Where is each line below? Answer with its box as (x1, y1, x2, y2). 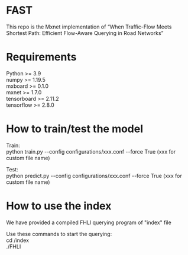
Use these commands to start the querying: (6, 230, 112, 237)
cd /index (6, 237, 30, 244)
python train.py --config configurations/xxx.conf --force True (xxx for (6, 148, 176, 155)
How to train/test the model (6, 122, 144, 136)
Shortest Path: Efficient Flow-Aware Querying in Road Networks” (6, 29, 164, 36)
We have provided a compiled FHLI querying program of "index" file (6, 219, 171, 226)
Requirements (6, 50, 77, 64)
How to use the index (6, 199, 112, 212)
